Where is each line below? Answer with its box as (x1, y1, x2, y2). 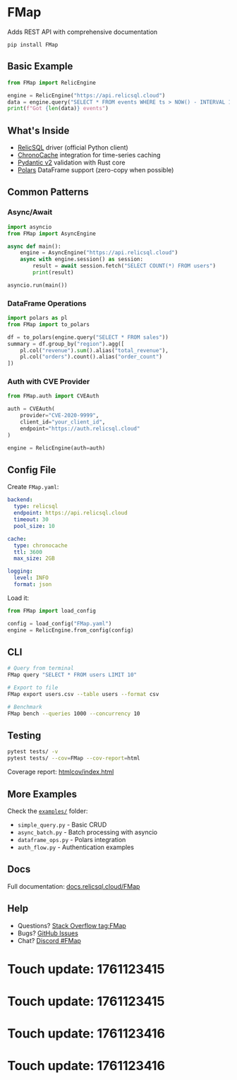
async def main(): (7, 243, 61, 250)
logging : (7, 568, 33, 575)
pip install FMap (7, 41, 59, 48)
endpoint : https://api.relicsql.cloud (13, 510, 128, 517)
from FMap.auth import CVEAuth (7, 392, 99, 400)
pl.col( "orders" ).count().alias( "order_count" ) (20, 354, 162, 361)
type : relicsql (13, 503, 59, 510)
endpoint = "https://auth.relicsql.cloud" (20, 425, 140, 432)
